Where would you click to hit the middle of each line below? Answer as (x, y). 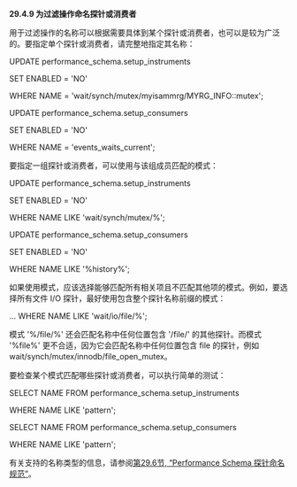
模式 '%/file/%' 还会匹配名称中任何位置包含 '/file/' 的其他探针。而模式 (136, 334)
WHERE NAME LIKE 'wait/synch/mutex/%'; (87, 217)
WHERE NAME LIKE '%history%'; (69, 269)
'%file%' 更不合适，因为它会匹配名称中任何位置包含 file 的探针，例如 (134, 345)
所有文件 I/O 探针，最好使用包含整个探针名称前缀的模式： (121, 298)
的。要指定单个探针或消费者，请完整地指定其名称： (102, 44)
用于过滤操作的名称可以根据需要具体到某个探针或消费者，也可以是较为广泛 (145, 33)
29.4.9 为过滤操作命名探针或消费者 (73, 14)
